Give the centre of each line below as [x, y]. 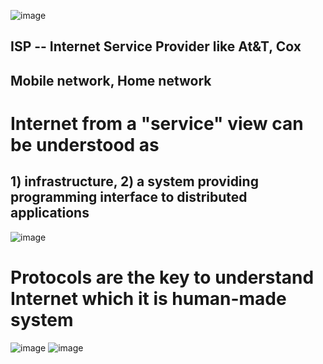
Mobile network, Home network [111, 80]
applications [50, 213]
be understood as [85, 144]
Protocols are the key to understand [162, 277]
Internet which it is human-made [148, 298]
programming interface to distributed [129, 197]
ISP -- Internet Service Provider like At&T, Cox [156, 46]
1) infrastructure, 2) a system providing [134, 181]
